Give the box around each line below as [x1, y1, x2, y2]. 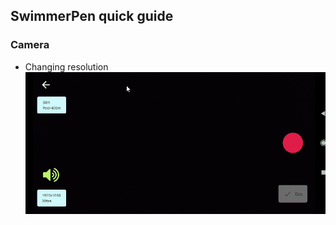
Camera [10, 38, 50, 52]
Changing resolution [24, 60, 109, 73]
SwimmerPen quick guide [10, 8, 174, 25]
